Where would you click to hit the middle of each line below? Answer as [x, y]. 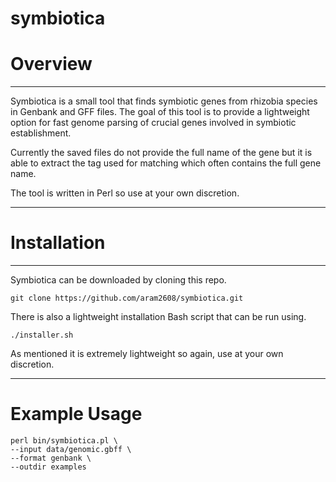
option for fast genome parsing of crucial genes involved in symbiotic [153, 123]
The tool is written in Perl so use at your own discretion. [125, 193]
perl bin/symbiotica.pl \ [64, 441]
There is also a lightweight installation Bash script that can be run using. [158, 317]
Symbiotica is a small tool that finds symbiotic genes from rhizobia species [164, 101]
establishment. [41, 133]
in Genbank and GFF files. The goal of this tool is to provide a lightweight [160, 112]
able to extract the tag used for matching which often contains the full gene [166, 163]
